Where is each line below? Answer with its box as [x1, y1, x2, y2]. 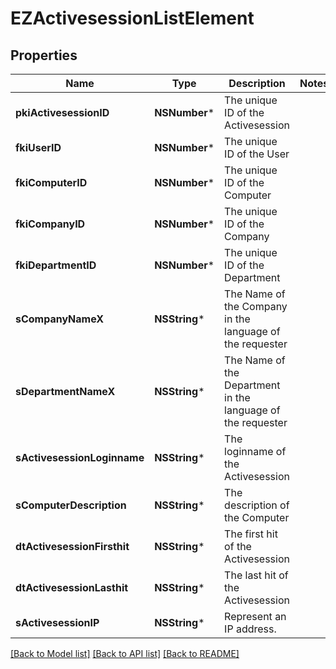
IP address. [224, 622, 277, 636]
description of [224, 498, 290, 512]
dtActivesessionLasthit [15, 581, 129, 594]
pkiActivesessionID [15, 106, 110, 119]
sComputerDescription [15, 498, 127, 512]
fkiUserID [15, 141, 62, 154]
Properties [10, 47, 78, 64]
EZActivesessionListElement [10, 7, 255, 30]
